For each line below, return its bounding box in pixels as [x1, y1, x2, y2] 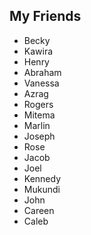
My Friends [9, 8, 82, 25]
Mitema [23, 109, 56, 121]
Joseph [23, 130, 56, 142]
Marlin [23, 119, 51, 131]
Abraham [23, 66, 62, 78]
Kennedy [23, 172, 62, 184]
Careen [23, 204, 55, 216]
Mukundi [23, 183, 61, 195]
